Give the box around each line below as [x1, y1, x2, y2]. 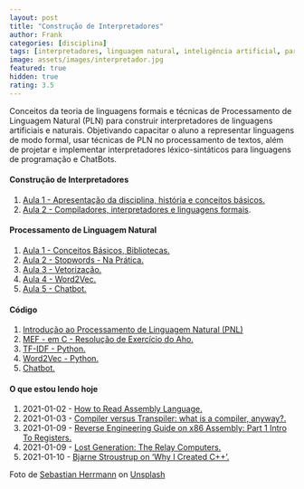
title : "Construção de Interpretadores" [9, 22, 165, 31]
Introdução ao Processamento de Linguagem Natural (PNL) [22, 324, 244, 335]
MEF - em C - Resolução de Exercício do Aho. [22, 334, 195, 345]
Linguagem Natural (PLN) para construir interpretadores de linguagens [9, 115, 273, 126]
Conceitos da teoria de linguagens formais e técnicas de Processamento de [9, 105, 292, 116]
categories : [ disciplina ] [9, 38, 107, 48]
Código [9, 304, 38, 315]
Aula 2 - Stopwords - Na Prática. [22, 254, 145, 265]
